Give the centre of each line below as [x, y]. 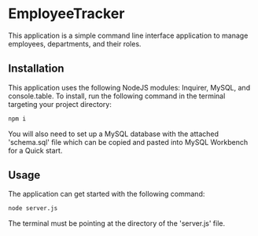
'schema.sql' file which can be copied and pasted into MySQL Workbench [128, 142]
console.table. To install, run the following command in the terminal [117, 96]
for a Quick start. [35, 150]
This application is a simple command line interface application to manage [128, 35]
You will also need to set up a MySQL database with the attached [113, 134]
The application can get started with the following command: [107, 194]
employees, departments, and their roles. [75, 43]
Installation [36, 69]
